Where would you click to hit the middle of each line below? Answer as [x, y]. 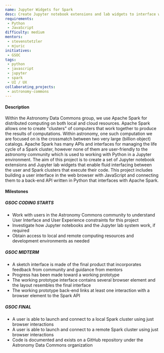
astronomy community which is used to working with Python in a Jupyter [78, 154]
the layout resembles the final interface [51, 285]
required [21, 231]
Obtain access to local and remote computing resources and [73, 236]
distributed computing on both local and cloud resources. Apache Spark [78, 123]
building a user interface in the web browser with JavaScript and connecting [82, 175]
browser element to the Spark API [46, 296]
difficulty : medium [25, 32]
